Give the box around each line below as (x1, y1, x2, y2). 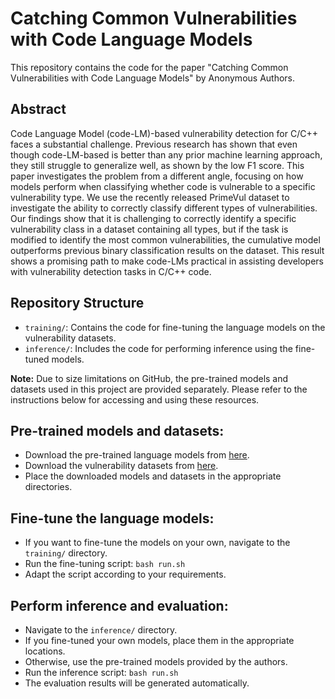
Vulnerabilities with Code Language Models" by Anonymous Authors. (10, 72, 296, 84)
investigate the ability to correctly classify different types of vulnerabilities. (10, 202, 318, 214)
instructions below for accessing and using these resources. (10, 393, 260, 406)
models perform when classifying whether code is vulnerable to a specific (10, 180, 316, 192)
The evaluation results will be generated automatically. (24, 677, 250, 689)
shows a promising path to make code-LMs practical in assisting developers (10, 255, 324, 267)
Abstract (10, 101, 67, 118)
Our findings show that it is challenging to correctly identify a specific (10, 212, 297, 224)
